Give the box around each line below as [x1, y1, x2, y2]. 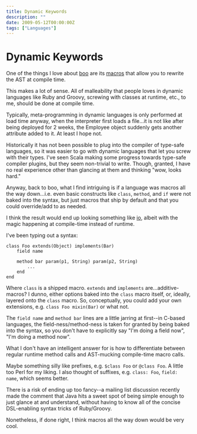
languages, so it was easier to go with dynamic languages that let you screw [6, 148, 191, 155]
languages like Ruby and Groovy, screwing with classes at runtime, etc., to [6, 94, 186, 101]
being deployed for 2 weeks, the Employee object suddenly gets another [6, 124, 182, 131]
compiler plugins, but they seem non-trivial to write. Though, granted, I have [6, 160, 191, 168]
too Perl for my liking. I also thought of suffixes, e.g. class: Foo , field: [6, 369, 178, 376]
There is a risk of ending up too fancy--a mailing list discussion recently [6, 386, 181, 393]
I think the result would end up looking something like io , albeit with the [6, 214, 178, 221]
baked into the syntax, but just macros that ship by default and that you [6, 196, 179, 203]
